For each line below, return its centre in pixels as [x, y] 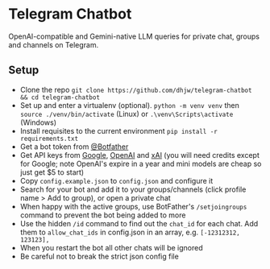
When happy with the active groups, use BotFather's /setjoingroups [133, 206]
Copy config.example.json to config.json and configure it [116, 180]
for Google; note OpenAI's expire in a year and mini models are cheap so [141, 163]
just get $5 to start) [52, 172]
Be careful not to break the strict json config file [99, 256]
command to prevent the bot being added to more [103, 215]
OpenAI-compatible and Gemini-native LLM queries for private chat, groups [134, 36]
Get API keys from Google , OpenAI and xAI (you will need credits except [139, 155]
